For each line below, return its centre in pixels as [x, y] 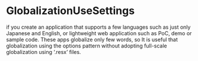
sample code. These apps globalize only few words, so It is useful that [92, 39]
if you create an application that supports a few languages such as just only [98, 27]
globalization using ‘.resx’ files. [44, 52]
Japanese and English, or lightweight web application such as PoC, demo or [99, 33]
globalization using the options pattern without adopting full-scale [87, 46]
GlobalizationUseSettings [71, 11]
